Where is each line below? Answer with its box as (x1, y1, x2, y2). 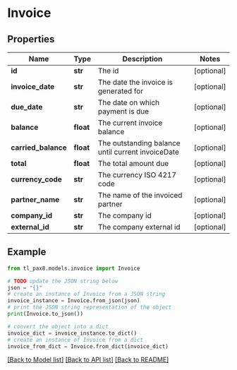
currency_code (11, 174, 62, 184)
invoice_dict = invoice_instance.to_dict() (7, 330, 138, 337)
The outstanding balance (97, 138, 181, 148)
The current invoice (97, 118, 163, 128)
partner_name (11, 195, 60, 204)
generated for (97, 86, 143, 96)
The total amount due (97, 159, 169, 168)
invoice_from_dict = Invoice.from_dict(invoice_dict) (7, 342, 169, 350)
